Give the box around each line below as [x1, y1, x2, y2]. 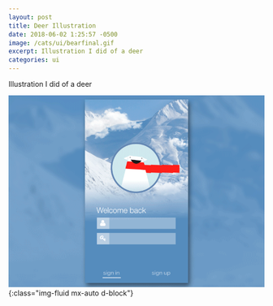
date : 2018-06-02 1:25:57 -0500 [8, 30, 118, 38]
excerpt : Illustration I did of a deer [8, 47, 144, 56]
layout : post [8, 13, 53, 21]
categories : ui [8, 56, 60, 64]
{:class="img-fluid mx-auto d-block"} [8, 288, 134, 298]
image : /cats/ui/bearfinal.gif [8, 39, 115, 47]
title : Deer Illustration [8, 21, 96, 30]
